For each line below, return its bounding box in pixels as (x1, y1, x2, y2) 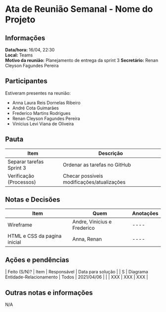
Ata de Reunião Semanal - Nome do (5, 3, 153, 15)
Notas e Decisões (5, 196, 60, 204)
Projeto (5, 14, 36, 25)
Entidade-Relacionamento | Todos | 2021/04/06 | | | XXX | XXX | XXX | (5, 274, 148, 280)
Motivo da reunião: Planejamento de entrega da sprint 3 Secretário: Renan (5, 57, 159, 63)
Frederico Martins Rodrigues (12, 110, 71, 116)
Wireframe (7, 221, 32, 228)
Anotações (132, 210, 159, 217)
